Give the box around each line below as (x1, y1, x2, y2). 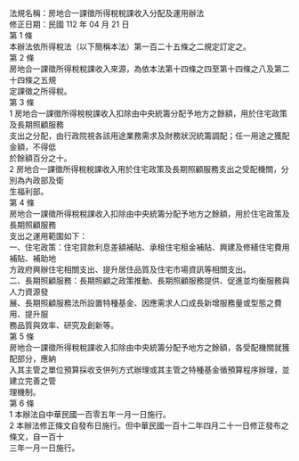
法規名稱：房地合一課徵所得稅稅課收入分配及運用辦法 (9, 8, 205, 18)
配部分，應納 (9, 353, 56, 364)
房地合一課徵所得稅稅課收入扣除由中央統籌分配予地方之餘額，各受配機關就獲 (9, 342, 290, 352)
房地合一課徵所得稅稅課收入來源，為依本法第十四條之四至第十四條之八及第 (9, 63, 282, 74)
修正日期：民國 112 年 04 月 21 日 (9, 19, 130, 29)
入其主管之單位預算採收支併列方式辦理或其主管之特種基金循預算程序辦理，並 (9, 365, 290, 375)
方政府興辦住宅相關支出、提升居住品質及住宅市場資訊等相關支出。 (9, 264, 251, 275)
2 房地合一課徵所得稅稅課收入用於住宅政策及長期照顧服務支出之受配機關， (9, 164, 282, 174)
